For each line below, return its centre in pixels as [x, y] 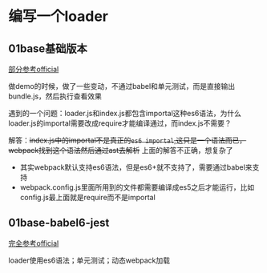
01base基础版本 [48, 48]
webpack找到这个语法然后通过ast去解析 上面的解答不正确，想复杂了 [121, 150]
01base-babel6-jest [59, 223]
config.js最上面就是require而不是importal [88, 197]
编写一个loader [59, 16]
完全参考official [34, 243]
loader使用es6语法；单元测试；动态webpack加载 [89, 260]
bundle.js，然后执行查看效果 [55, 96]
